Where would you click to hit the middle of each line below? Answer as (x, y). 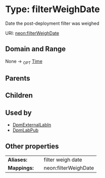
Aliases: (18, 159)
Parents (18, 78)
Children (19, 95)
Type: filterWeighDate (52, 9)
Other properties (32, 146)
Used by (18, 113)
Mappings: (21, 168)
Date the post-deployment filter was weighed (52, 23)
